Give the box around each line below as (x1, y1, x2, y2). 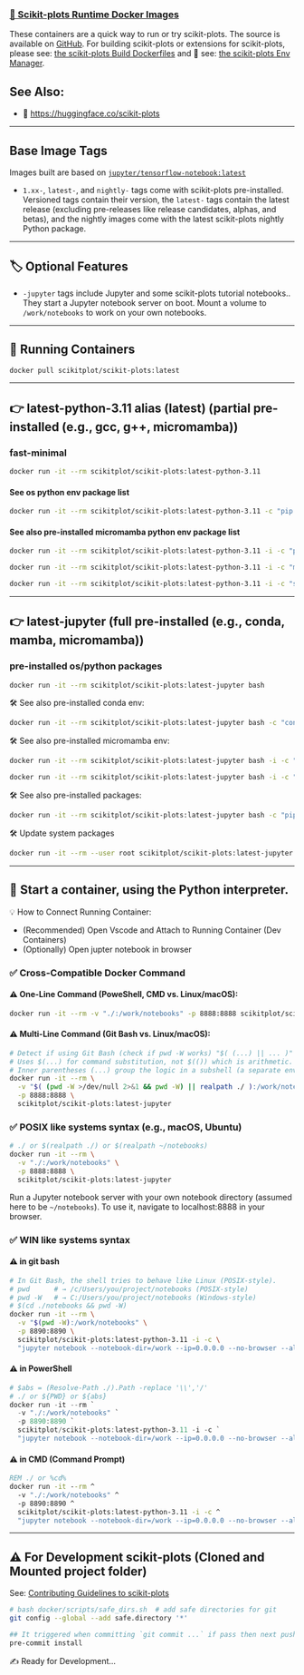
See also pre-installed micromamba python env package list (9, 526, 241, 537)
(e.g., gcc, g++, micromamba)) (62, 419, 239, 435)
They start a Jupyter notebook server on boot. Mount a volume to (22, 297, 267, 308)
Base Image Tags (9, 142, 109, 158)
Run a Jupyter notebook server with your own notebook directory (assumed (9, 1191, 292, 1202)
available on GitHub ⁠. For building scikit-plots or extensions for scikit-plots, (9, 38, 285, 49)
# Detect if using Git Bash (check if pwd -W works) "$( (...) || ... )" (9, 1048, 294, 1058)
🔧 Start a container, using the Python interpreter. (9, 882, 290, 897)
